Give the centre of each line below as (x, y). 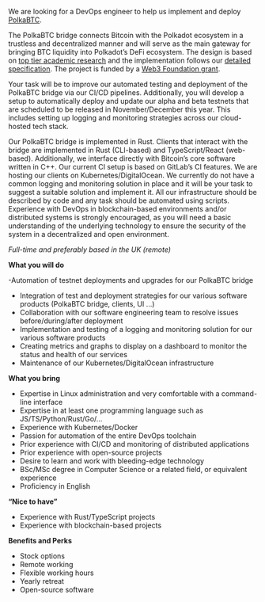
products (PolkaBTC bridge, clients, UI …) (87, 304)
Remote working (46, 564)
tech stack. (51, 126)
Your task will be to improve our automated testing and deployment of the (128, 84)
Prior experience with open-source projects (91, 452)
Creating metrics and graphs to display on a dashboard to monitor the (133, 346)
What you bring (34, 378)
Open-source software (57, 590)
